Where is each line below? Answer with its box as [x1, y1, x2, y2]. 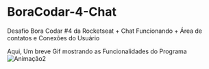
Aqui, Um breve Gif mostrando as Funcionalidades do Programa [7, 47, 187, 55]
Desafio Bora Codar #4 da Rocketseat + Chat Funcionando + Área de [7, 27, 203, 35]
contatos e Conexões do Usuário [7, 33, 100, 42]
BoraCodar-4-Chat [7, 4, 116, 20]
